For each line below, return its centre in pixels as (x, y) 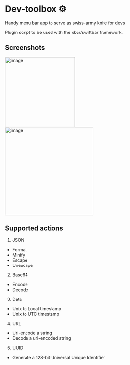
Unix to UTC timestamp (36, 314)
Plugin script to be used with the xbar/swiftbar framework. (64, 32)
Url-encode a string (32, 333)
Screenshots (25, 48)
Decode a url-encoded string (41, 338)
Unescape (23, 265)
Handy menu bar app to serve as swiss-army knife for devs (65, 23)
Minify (19, 255)
